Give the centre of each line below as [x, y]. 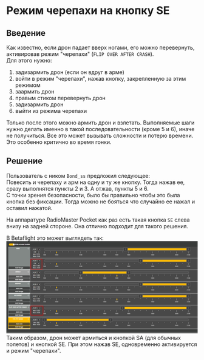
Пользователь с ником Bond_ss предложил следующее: [78, 175]
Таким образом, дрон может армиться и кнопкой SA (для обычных [93, 338]
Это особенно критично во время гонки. [59, 142]
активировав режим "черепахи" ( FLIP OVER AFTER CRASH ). [80, 54]
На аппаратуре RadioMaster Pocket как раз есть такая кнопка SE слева [98, 220]
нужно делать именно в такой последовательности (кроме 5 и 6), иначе [100, 129]
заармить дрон [35, 91]
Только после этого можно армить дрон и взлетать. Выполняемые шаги [100, 123]
